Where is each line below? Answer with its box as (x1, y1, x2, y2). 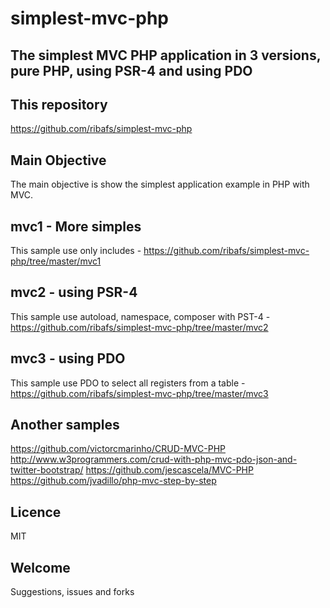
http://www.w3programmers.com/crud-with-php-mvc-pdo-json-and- (10, 453, 298, 466)
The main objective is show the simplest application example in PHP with (10, 178, 310, 191)
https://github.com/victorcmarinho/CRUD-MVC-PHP (10, 443, 226, 455)
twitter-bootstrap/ (10, 464, 84, 476)
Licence (10, 503, 62, 521)
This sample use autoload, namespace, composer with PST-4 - (10, 310, 271, 322)
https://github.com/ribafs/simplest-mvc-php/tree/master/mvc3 (10, 387, 269, 399)
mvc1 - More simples (10, 218, 142, 235)
